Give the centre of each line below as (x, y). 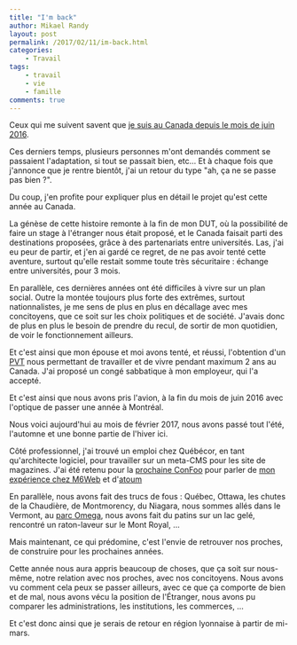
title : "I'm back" (43, 17)
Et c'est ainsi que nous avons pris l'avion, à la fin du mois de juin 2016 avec (146, 398)
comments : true (37, 100)
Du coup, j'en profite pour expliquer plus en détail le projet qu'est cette (138, 197)
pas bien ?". (31, 180)
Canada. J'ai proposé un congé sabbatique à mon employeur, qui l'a (134, 371)
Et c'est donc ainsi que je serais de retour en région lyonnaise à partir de (141, 624)
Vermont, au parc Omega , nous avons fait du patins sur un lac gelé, (132, 515)
